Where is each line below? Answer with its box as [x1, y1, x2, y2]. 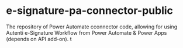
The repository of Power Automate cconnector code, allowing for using [6, 23, 177, 30]
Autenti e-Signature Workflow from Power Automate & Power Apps [6, 29, 167, 36]
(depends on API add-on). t [6, 35, 72, 42]
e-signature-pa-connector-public [6, 4, 174, 17]
